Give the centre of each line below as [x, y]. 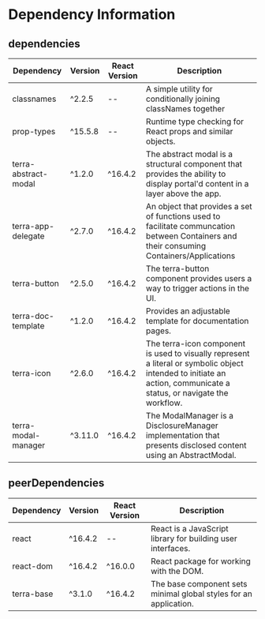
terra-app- [34, 226]
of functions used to [183, 216]
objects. [160, 141]
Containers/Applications [190, 256]
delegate [28, 236]
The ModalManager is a [190, 416]
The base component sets [199, 583]
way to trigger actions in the [198, 288]
